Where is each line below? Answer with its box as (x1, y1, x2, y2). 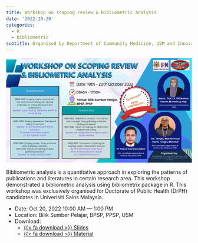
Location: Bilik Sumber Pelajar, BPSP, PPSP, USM (14, 212, 134, 218)
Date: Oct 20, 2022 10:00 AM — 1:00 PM (14, 205, 114, 212)
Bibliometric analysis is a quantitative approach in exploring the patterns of (6, 169, 188, 176)
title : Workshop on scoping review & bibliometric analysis (6, 9, 157, 15)
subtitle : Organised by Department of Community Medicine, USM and (6, 41, 176, 47)
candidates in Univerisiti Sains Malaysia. (6, 194, 104, 200)
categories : (6, 22, 35, 28)
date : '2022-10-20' (6, 15, 54, 22)
